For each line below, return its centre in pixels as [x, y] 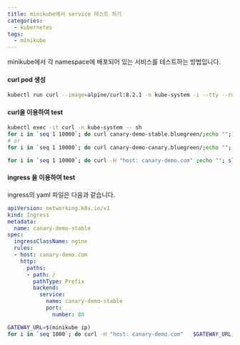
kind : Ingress [29, 215]
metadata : [22, 221]
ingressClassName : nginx [51, 241]
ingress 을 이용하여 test [41, 177]
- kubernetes [33, 27]
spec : [15, 235]
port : [54, 308]
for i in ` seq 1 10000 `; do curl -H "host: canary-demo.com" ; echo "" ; [116, 160]
